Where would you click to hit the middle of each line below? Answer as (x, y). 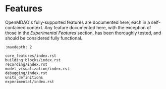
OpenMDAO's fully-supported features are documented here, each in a (78, 22)
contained (15, 27)
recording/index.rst (27, 64)
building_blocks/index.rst (33, 60)
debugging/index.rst (27, 73)
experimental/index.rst (30, 82)
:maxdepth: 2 (19, 47)
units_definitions (24, 77)
